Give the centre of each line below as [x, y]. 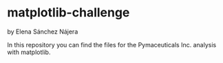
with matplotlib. [29, 52]
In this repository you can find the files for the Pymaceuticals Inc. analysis [112, 45]
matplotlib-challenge [68, 13]
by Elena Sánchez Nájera [43, 32]
